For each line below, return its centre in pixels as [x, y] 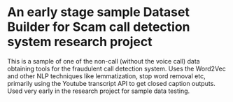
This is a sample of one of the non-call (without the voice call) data [104, 61]
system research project [80, 42]
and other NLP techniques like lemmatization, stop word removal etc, [106, 76]
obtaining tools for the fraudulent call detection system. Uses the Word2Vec [116, 68]
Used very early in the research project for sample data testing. [99, 91]
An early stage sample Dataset [99, 12]
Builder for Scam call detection [99, 27]
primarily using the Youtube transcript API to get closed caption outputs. [111, 83]
